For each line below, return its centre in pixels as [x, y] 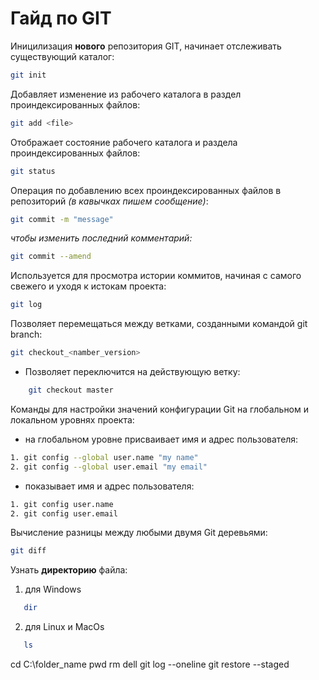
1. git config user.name [62, 504]
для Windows [53, 589]
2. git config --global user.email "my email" [109, 467]
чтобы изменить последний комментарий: [101, 238]
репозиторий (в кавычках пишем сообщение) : [109, 201]
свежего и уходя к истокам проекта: [88, 286]
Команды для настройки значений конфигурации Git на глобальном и [160, 409]
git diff [28, 551]
